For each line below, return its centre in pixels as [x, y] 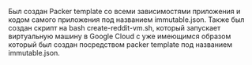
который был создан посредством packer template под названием [120, 45]
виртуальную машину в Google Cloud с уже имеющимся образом [120, 36]
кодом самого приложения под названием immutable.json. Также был [126, 20]
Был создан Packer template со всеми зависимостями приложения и [124, 11]
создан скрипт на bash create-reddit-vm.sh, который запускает [115, 28]
